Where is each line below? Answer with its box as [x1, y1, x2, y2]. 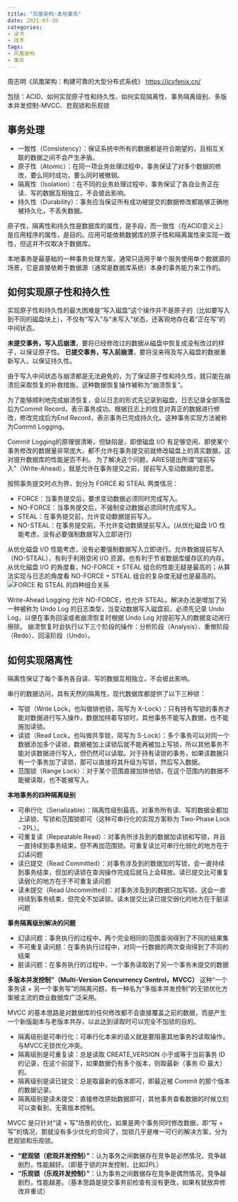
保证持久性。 [38, 357, 76, 365]
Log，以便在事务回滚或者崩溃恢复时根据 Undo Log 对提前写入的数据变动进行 [7, 613, 231, 622]
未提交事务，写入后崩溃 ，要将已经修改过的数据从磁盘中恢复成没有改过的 [7, 339, 218, 348]
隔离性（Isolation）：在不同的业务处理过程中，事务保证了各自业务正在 [17, 179, 220, 188]
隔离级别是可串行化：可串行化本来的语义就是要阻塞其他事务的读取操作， [17, 1032, 229, 1041]
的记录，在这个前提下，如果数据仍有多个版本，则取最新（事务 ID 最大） [17, 1059, 227, 1068]
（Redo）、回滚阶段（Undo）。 [7, 631, 94, 640]
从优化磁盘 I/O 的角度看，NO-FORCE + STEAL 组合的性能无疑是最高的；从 [7, 563, 225, 572]
